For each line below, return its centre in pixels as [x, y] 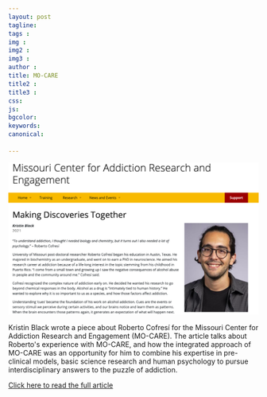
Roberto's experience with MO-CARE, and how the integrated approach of [130, 344]
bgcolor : [23, 118]
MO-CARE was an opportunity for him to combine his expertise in [115, 353]
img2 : [19, 51]
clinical [20, 361]
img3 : [19, 59]
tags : [19, 33]
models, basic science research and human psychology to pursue [141, 361]
